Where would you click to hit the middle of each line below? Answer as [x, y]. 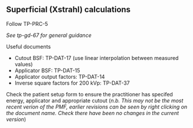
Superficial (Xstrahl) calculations [68, 10]
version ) [16, 119]
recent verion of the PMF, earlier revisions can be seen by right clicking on [97, 107]
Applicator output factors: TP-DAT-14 [60, 76]
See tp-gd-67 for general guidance [49, 35]
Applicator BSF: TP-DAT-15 [48, 70]
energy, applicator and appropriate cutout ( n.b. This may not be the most [95, 100]
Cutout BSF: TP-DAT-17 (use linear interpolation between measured [97, 58]
